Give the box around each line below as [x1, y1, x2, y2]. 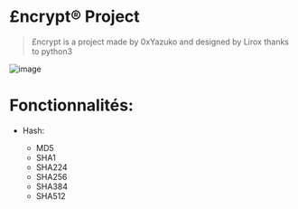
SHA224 [35, 161, 68, 173]
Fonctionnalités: [9, 95, 134, 116]
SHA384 [35, 181, 68, 192]
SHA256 [35, 171, 68, 182]
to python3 [31, 45, 73, 56]
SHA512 [35, 190, 66, 201]
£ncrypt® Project [9, 6, 140, 27]
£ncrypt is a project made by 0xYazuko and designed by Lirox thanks [31, 36, 289, 47]
